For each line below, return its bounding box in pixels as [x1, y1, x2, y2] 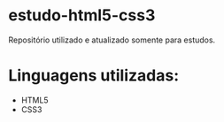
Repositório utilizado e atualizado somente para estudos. [8, 34, 216, 45]
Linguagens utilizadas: [8, 65, 180, 86]
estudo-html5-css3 [8, 5, 156, 26]
